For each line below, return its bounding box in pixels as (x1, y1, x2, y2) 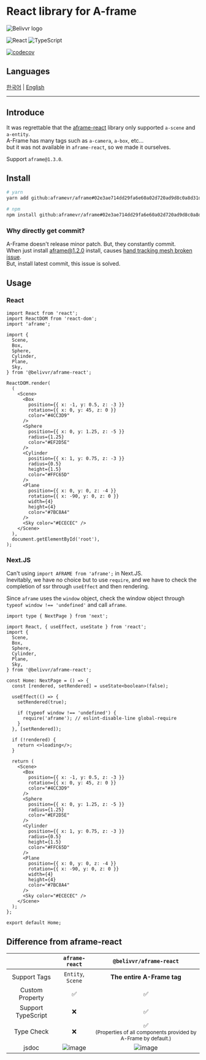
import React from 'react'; (6, 310, 78, 316)
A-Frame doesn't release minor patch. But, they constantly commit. (6, 240, 176, 248)
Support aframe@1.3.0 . (6, 155, 63, 162)
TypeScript (15, 1011, 47, 1019)
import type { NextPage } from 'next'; (6, 613, 109, 619)
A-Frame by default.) (120, 1035, 172, 1042)
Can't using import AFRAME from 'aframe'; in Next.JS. (6, 570, 143, 577)
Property (18, 993, 44, 1002)
